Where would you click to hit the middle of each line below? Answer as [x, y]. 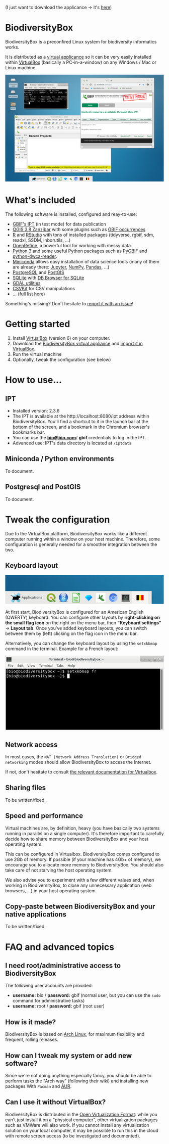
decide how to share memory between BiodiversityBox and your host [77, 839]
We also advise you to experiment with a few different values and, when [80, 880]
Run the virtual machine [37, 354]
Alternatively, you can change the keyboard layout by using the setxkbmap [81, 643]
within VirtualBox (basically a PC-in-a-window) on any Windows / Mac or [81, 62]
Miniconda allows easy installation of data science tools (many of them [86, 262]
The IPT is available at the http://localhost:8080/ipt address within [81, 416]
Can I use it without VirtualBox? [56, 1102]
